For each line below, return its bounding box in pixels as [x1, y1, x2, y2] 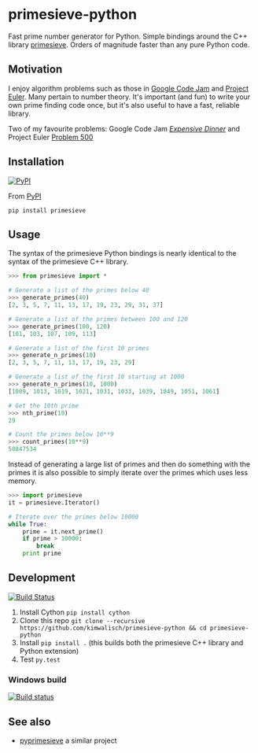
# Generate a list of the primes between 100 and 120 [8, 315, 189, 323]
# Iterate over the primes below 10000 [8, 513, 139, 521]
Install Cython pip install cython [19, 607, 131, 617]
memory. [8, 476, 37, 485]
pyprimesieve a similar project [19, 736, 117, 745]
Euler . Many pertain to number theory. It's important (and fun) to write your [8, 92, 251, 102]
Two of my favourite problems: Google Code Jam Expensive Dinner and [8, 124, 241, 133]
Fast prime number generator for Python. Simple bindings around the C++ [8, 31, 248, 41]
